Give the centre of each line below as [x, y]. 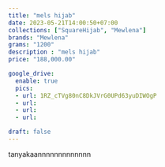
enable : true [37, 81]
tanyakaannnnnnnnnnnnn [50, 154]
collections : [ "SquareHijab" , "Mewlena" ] [77, 30]
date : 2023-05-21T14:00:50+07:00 [63, 23]
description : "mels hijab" [54, 52]
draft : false [30, 132]
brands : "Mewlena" [38, 37]
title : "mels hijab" [42, 15]
